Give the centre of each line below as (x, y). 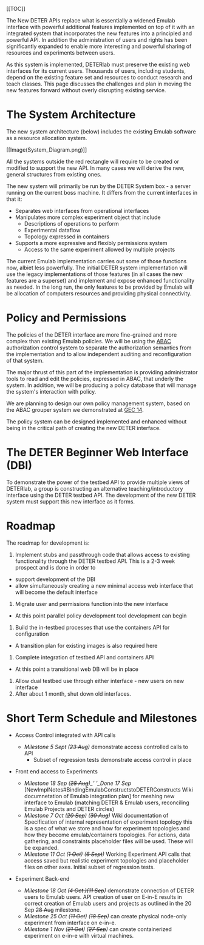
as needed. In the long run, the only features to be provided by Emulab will (99, 287)
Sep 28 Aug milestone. (53, 910)
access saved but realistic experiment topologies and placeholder (107, 860)
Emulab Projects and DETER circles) (69, 809)
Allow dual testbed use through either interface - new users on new (99, 681)
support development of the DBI (55, 579)
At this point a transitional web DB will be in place (76, 669)
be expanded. (41, 847)
